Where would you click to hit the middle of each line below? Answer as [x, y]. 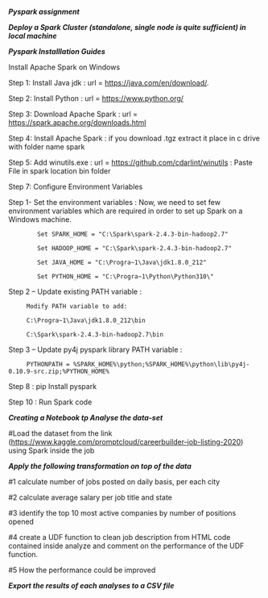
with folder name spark [47, 147]
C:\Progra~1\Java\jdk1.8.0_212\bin [86, 320]
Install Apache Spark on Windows [64, 67]
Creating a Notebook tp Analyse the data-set [86, 418]
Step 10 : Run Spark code [50, 402]
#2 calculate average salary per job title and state [91, 497]
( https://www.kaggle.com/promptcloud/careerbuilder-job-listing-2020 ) [126, 442]
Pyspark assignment [44, 12]
